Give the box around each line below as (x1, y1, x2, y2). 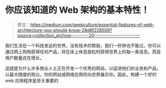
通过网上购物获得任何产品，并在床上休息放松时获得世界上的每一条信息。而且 (5, 49, 161, 55)
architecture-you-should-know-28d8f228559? (17, 27, 112, 33)
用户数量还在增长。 (5, 55, 44, 60)
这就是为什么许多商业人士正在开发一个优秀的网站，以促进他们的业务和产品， (5, 65, 161, 71)
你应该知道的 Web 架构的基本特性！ (5, 4, 150, 16)
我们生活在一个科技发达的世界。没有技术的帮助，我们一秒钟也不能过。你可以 (5, 42, 161, 48)
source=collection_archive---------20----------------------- (17, 32, 140, 38)
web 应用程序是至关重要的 (5, 77, 58, 84)
